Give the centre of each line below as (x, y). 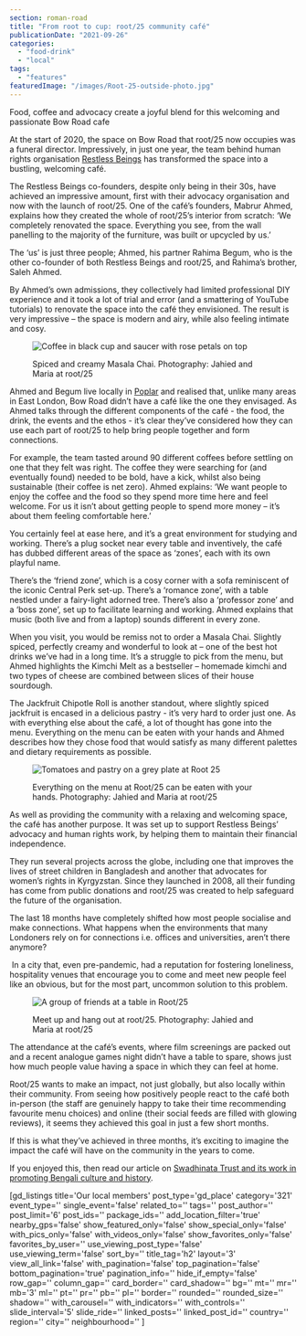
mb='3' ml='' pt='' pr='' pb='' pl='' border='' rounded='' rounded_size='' (147, 1292)
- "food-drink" (47, 52)
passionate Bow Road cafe (60, 122)
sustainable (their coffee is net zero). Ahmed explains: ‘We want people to (148, 486)
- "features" (42, 78)
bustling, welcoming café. (58, 168)
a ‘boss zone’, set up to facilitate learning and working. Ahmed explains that (152, 610)
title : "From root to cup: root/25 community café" (110, 27)
